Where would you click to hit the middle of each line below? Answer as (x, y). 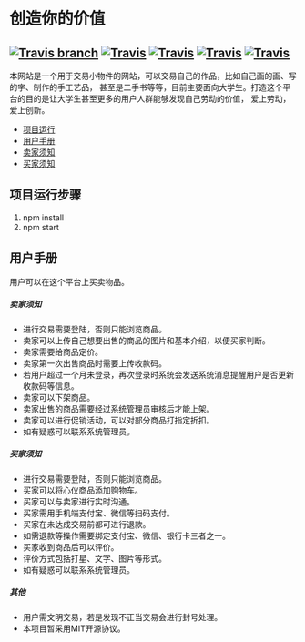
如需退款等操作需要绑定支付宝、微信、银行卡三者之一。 (126, 535)
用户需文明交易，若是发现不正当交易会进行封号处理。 (122, 617)
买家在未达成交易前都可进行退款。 (86, 524)
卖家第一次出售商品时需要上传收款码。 (94, 363)
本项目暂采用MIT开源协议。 (74, 628)
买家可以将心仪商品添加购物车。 (82, 490)
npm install (43, 217)
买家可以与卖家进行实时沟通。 (78, 501)
